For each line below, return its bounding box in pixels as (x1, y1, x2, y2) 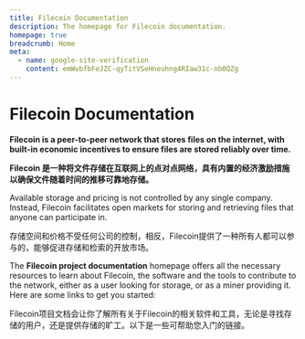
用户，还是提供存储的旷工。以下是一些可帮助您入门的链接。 (25, 319, 249, 330)
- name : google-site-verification (17, 56, 149, 65)
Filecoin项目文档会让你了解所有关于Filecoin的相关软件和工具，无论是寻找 (9, 308, 285, 319)
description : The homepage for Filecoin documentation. (9, 22, 226, 31)
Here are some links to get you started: (9, 289, 156, 300)
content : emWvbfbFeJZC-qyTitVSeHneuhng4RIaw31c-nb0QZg (26, 65, 239, 74)
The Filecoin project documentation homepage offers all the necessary (9, 260, 281, 270)
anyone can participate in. (9, 211, 108, 222)
